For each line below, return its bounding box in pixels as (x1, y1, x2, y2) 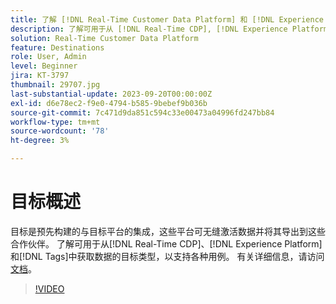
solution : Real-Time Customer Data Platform (10, 33, 199, 43)
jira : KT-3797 (10, 71, 70, 81)
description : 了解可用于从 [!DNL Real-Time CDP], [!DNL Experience (10, 24, 288, 34)
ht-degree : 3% (10, 136, 70, 146)
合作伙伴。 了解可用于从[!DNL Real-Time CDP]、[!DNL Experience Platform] (10, 237, 323, 250)
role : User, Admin (10, 52, 87, 62)
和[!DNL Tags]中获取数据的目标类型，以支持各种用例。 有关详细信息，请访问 (10, 250, 325, 262)
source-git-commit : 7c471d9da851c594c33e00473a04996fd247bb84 (10, 107, 275, 118)
